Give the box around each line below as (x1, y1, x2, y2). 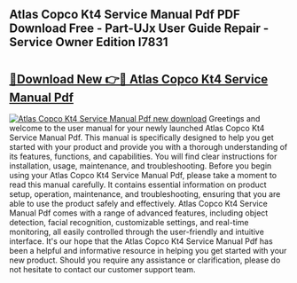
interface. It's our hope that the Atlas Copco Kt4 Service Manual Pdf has (9, 236, 273, 247)
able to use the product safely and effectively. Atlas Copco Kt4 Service (9, 199, 268, 208)
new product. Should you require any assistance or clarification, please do (9, 255, 281, 265)
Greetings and (207, 114, 261, 123)
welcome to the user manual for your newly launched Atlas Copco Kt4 (9, 123, 265, 133)
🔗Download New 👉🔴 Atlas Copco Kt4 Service (9, 71, 269, 87)
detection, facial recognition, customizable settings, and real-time (9, 217, 249, 227)
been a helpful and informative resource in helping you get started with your (9, 246, 287, 255)
